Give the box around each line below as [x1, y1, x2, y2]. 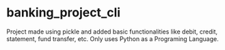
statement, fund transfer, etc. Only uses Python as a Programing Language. [6, 34, 220, 42]
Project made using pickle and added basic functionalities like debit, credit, [6, 27, 218, 36]
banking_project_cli [6, 5, 121, 21]
